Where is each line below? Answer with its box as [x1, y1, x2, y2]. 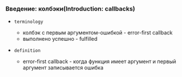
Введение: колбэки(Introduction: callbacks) [5, 5, 135, 13]
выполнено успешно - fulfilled [22, 36, 98, 43]
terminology [13, 19, 43, 25]
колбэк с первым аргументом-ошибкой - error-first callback [22, 29, 173, 36]
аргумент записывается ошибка [22, 64, 104, 71]
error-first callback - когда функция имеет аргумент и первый [22, 58, 177, 65]
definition [13, 48, 41, 54]
